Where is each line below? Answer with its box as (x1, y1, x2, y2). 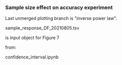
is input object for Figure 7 (5, 34, 59, 41)
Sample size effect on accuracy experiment (5, 4, 113, 11)
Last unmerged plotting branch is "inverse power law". (5, 15, 117, 21)
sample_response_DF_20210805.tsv (5, 25, 79, 31)
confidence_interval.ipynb (5, 54, 59, 60)
